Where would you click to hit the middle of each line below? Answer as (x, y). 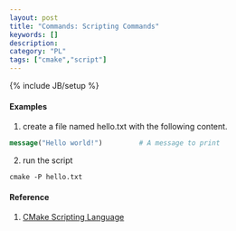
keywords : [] (34, 34)
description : (34, 43)
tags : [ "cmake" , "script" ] (58, 60)
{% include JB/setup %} (54, 86)
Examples (28, 106)
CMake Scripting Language (73, 217)
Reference (29, 197)
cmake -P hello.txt (46, 178)
